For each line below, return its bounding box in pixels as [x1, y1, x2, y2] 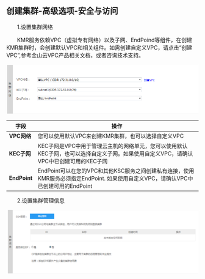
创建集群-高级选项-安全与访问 [6, 6, 118, 17]
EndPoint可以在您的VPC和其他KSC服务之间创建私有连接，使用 [37, 167, 195, 174]
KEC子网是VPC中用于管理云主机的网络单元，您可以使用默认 [37, 142, 188, 149]
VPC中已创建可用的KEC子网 [37, 157, 108, 165]
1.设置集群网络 [16, 23, 53, 31]
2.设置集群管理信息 [16, 197, 65, 204]
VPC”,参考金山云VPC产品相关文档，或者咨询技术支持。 [6, 51, 145, 59]
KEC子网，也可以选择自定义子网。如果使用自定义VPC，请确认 [37, 149, 193, 157]
